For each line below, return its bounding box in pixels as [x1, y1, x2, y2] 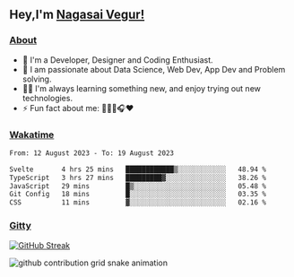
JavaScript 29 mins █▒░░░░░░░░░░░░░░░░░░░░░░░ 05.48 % [9, 181, 267, 191]
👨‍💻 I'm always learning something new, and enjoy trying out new [22, 82, 262, 93]
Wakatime [9, 128, 55, 141]
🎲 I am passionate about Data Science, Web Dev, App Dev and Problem [22, 64, 286, 74]
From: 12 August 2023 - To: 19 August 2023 [9, 148, 175, 158]
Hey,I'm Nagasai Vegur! [9, 7, 145, 22]
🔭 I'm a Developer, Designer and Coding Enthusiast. [22, 54, 213, 65]
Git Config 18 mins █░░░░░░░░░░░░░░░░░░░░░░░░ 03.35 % [9, 190, 267, 199]
